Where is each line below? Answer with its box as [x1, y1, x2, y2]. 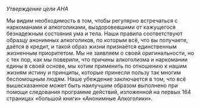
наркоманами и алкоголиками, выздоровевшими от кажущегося [6, 24, 176, 31]
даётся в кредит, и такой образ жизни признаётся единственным [6, 43, 177, 50]
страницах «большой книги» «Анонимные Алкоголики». [6, 95, 153, 102]
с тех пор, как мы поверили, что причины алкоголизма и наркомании [6, 56, 188, 63]
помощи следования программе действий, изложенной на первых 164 [6, 88, 191, 95]
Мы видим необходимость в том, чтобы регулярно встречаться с [6, 17, 178, 24]
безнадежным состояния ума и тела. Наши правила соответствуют [6, 30, 183, 37]
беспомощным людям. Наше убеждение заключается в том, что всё [6, 76, 186, 82]
